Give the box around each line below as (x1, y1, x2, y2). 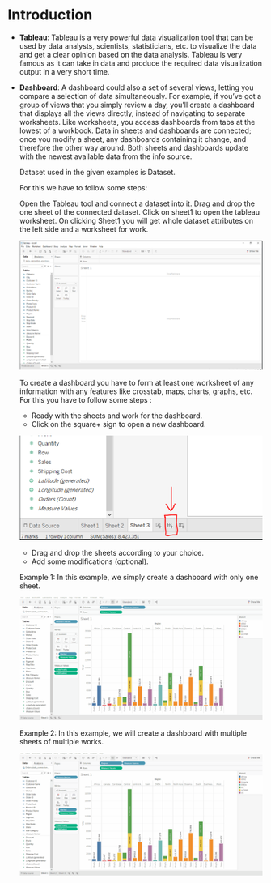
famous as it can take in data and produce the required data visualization (19, 58, 263, 68)
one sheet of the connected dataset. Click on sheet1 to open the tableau (19, 207, 260, 216)
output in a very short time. (19, 66, 110, 76)
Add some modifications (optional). (31, 557, 149, 566)
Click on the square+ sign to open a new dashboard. (31, 420, 207, 429)
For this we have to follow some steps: (19, 182, 148, 192)
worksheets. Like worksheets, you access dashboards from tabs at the (19, 117, 256, 126)
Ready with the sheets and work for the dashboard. (31, 411, 203, 420)
